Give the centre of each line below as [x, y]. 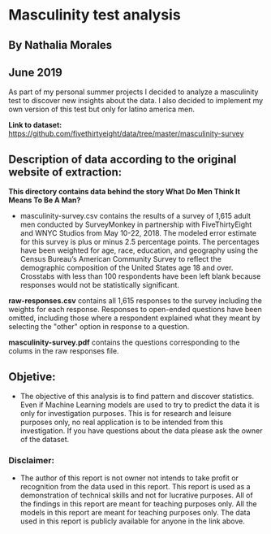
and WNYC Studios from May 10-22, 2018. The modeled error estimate [138, 233]
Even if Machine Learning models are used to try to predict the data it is [140, 405]
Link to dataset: [35, 125]
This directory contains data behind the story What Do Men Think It [125, 192]
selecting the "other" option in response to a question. [99, 327]
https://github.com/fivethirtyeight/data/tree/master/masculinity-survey [126, 134]
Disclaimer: [32, 460]
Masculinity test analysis [95, 15]
